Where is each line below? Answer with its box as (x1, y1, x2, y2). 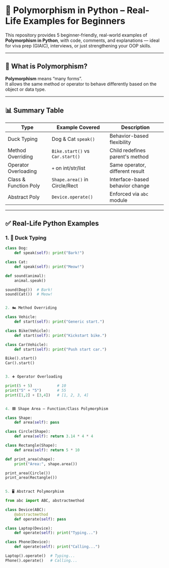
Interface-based (110, 176, 149, 183)
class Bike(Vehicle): (5, 328, 51, 333)
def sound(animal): (5, 273, 46, 278)
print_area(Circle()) (5, 471, 51, 476)
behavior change (110, 182, 150, 189)
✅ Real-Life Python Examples (5, 219, 99, 228)
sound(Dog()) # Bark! (5, 287, 53, 292)
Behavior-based (110, 132, 149, 139)
